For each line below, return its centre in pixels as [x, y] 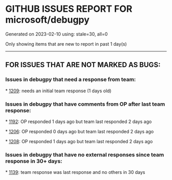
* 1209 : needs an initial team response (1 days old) [58, 91]
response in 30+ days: [34, 161]
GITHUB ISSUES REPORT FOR [69, 9]
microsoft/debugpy [47, 20]
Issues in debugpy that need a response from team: [71, 79]
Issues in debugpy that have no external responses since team [85, 154]
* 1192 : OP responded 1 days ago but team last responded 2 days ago [79, 122]
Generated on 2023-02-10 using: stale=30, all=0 [57, 34]
